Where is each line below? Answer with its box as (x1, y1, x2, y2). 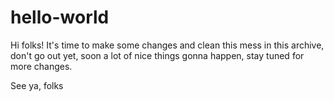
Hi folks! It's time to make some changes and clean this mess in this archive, (10, 39, 325, 51)
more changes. (10, 60, 73, 72)
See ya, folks (10, 79, 64, 91)
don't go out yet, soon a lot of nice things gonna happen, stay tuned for (10, 49, 305, 61)
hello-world (10, 6, 110, 29)
